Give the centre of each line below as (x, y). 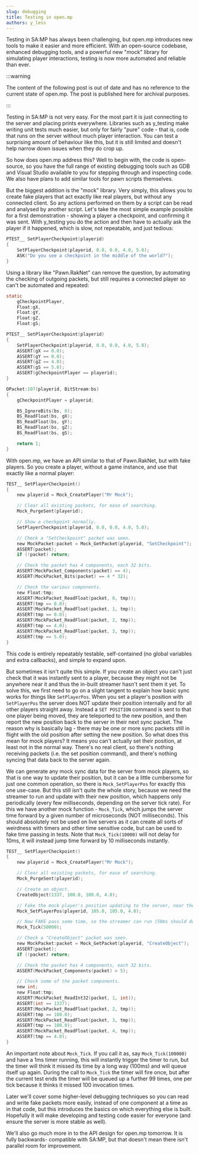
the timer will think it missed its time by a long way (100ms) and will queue (97, 1066)
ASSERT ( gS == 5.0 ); (41, 367)
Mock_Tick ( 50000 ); (39, 927)
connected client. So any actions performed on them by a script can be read (99, 203)
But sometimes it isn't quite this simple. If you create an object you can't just (99, 672)
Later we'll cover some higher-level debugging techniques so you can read (97, 1096)
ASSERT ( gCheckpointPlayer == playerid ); (67, 373)
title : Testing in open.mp (39, 17)
